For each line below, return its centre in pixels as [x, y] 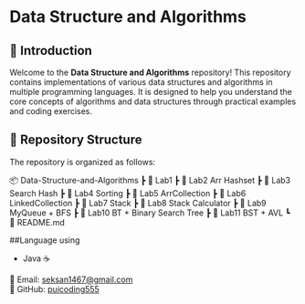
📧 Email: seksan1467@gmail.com [71, 279]
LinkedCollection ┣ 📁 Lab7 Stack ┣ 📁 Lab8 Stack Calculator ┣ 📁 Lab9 [138, 203]
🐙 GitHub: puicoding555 [55, 288]
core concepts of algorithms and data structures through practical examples [153, 101]
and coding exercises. [51, 111]
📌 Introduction [51, 51]
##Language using [45, 240]
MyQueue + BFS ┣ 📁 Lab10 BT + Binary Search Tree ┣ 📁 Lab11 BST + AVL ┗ [150, 213]
